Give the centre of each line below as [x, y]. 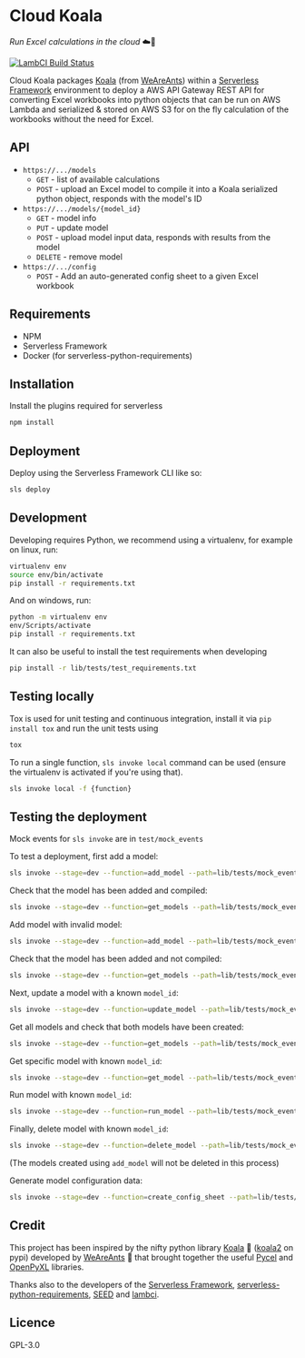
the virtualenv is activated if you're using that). [96, 772]
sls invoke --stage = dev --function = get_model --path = [113, 1078]
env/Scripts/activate [50, 626]
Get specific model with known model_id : [86, 1060]
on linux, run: [34, 549]
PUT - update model [72, 228]
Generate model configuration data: [76, 1181]
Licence [33, 1323]
